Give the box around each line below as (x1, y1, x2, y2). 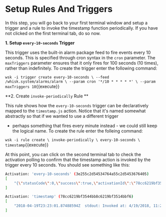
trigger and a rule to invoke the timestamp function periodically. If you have (5, 25, 158, 31)
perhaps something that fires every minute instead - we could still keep (12, 123, 158, 129)
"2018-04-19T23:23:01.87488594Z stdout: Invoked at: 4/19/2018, (14, 204, 152, 209)
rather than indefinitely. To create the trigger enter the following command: (5, 65, 157, 71)
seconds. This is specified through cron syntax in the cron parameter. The (5, 54, 156, 60)
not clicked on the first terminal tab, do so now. (5, 30, 101, 36)
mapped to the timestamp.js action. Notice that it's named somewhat (5, 108, 146, 114)
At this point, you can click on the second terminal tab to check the (5, 151, 141, 157)
